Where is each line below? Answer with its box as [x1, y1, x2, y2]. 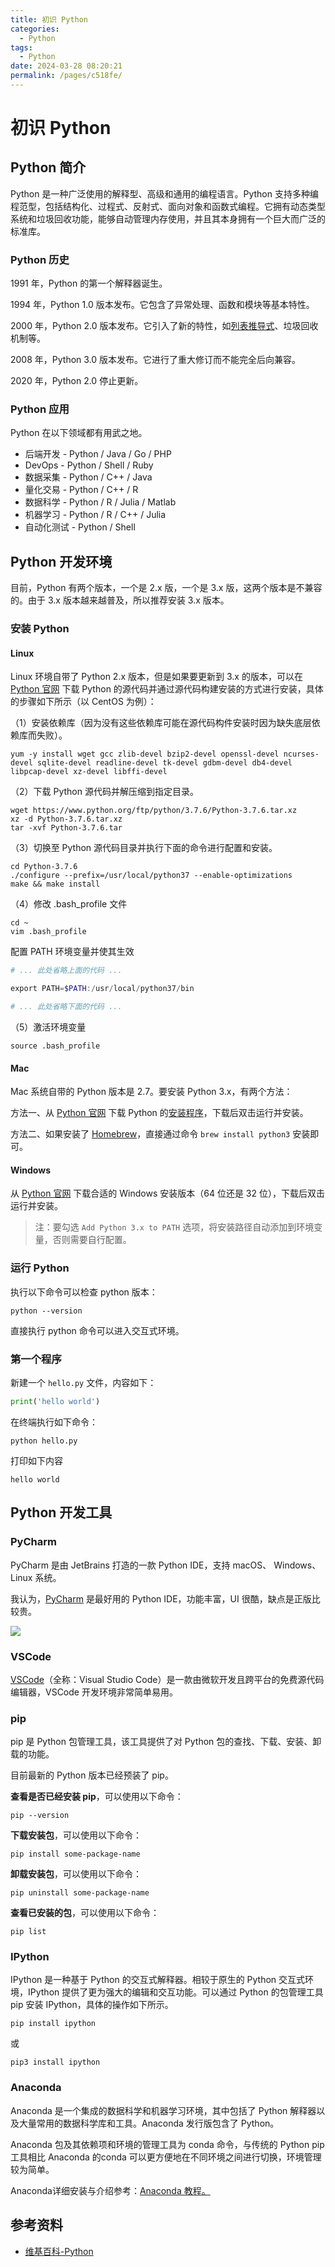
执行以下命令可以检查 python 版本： [10, 1286, 158, 1298]
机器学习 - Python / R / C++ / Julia [24, 509, 167, 521]
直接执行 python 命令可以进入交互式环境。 [10, 1324, 185, 1336]
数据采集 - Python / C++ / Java [24, 471, 153, 483]
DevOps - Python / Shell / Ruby [24, 459, 154, 471]
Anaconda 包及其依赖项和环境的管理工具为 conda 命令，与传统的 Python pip [10, 2138, 325, 2150]
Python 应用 [10, 402, 70, 416]
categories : [10, 24, 60, 34]
